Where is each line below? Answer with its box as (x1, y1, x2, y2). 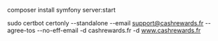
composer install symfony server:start (7, 6, 116, 14)
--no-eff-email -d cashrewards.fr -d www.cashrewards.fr (37, 27, 201, 34)
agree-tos (7, 27, 36, 34)
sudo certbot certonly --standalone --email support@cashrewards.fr (7, 19, 204, 27)
